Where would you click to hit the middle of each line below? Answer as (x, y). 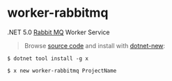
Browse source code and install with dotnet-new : (95, 45)
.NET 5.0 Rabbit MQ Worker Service (58, 32)
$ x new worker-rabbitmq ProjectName (62, 71)
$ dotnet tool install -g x (48, 58)
